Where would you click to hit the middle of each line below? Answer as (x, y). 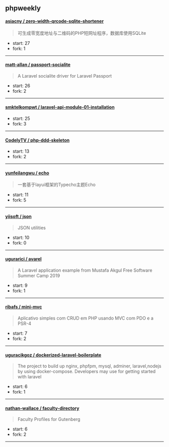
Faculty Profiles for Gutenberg (49, 419)
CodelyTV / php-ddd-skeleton (37, 140)
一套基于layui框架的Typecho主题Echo (56, 185)
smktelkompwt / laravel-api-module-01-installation (60, 107)
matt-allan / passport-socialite (38, 65)
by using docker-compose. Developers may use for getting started (87, 371)
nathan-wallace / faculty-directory (42, 408)
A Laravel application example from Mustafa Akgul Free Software (85, 270)
